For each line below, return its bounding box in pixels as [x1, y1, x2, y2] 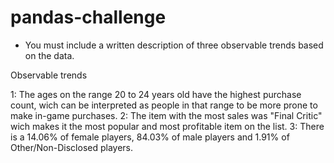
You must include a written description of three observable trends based [24, 39, 324, 51]
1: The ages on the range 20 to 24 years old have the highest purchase [10, 88, 302, 100]
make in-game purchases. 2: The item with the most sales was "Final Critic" [10, 109, 323, 121]
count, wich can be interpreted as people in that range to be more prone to [10, 99, 318, 111]
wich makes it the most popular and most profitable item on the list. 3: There [10, 120, 325, 132]
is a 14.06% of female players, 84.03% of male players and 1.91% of [10, 131, 290, 143]
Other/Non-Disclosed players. [10, 141, 134, 153]
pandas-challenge [10, 6, 167, 29]
